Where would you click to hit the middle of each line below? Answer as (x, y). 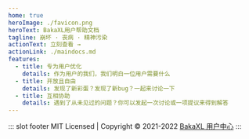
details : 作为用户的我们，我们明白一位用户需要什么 (96, 74)
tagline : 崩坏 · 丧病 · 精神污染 (58, 37)
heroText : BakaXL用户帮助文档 (54, 30)
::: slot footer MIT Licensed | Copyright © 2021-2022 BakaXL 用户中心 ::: (125, 126)
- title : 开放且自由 (46, 81)
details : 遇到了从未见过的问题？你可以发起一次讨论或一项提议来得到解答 (125, 103)
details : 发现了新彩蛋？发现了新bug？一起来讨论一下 (99, 88)
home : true (26, 15)
